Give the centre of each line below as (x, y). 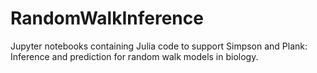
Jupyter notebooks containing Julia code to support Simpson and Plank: (159, 46)
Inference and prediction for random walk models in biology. (134, 56)
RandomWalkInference (107, 18)
